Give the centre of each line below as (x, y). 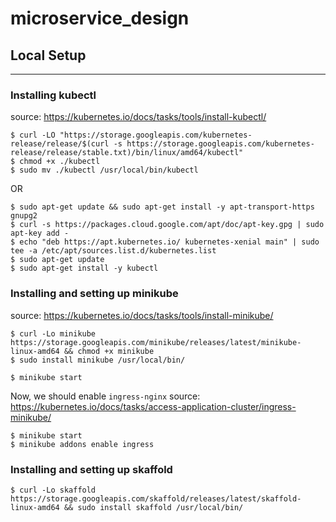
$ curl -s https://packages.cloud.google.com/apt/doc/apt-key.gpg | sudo (167, 225)
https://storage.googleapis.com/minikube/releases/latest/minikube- (156, 342)
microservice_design (100, 18)
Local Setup (48, 55)
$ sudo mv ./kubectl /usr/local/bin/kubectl (104, 170)
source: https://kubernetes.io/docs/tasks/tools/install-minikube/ (142, 315)
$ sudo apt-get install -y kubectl (84, 268)
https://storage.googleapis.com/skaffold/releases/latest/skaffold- (156, 498)
